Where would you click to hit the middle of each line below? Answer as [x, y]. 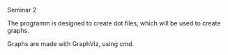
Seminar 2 [22, 10]
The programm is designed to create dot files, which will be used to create [114, 23]
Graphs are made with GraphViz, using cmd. [71, 44]
